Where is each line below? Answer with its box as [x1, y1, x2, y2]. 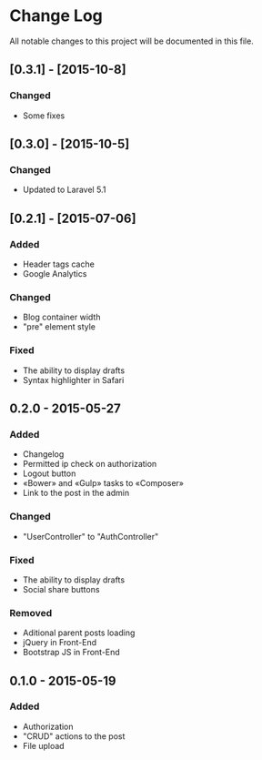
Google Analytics [22, 269, 87, 279]
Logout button [22, 468, 76, 479]
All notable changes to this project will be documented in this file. [9, 35, 255, 46]
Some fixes [22, 110, 65, 121]
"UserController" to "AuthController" [22, 531, 159, 542]
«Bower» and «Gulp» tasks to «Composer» [22, 478, 185, 489]
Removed [9, 606, 53, 619]
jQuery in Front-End [22, 637, 97, 648]
